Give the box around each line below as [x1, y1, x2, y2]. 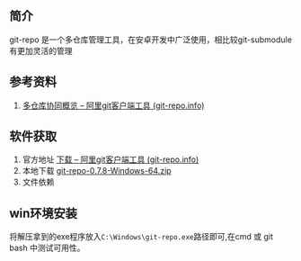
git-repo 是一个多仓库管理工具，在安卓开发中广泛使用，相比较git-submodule [9, 34, 292, 45]
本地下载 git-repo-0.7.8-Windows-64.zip [22, 166, 173, 176]
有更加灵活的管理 [9, 45, 73, 56]
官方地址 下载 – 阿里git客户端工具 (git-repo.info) [22, 154, 199, 165]
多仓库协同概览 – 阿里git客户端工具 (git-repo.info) [22, 100, 205, 111]
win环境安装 [9, 205, 78, 220]
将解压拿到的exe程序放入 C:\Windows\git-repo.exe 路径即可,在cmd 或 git [9, 231, 274, 242]
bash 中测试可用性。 [9, 242, 85, 254]
